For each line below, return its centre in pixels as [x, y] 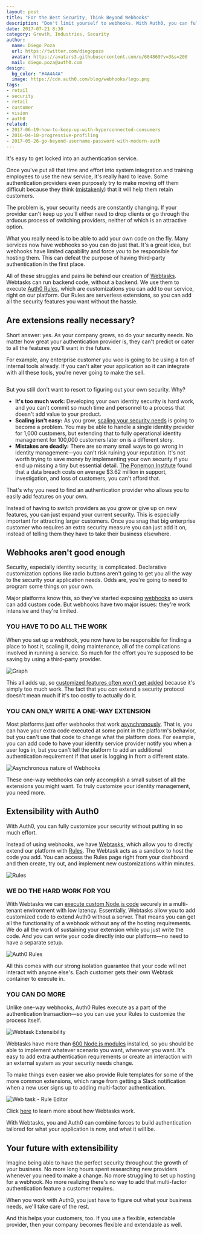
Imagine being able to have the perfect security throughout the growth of [97, 1163]
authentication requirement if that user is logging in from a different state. [98, 756]
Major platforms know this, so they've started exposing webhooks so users [100, 598]
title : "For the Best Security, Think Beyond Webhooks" [78, 18]
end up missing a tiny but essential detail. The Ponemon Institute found [103, 465]
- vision [17, 113]
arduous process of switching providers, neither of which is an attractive [97, 220]
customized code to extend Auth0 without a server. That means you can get [101, 917]
